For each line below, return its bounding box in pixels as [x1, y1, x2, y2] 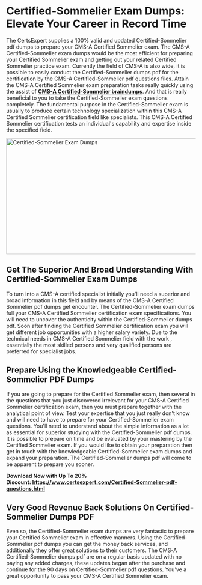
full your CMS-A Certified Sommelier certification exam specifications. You [6, 309, 191, 317]
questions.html [6, 485, 45, 492]
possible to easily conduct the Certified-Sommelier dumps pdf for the [6, 68, 179, 76]
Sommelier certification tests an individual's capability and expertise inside [6, 120, 192, 127]
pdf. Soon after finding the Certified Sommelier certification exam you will [6, 322, 188, 329]
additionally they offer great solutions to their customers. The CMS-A [6, 547, 177, 554]
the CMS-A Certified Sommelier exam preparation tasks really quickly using [6, 81, 194, 88]
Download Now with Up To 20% [6, 472, 87, 479]
